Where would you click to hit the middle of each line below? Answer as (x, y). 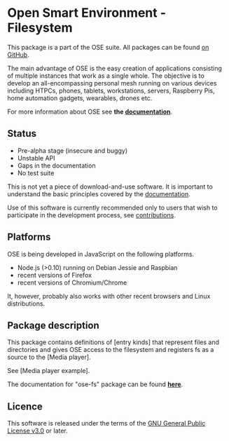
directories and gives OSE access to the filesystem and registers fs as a (111, 350)
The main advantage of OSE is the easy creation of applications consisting (115, 68)
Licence (25, 406)
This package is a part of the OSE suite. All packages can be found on (108, 47)
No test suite (36, 172)
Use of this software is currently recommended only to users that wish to (112, 208)
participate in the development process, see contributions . (92, 215)
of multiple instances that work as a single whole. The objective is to (106, 76)
